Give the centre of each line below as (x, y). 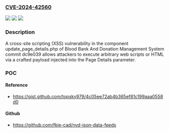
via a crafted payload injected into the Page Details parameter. (71, 59)
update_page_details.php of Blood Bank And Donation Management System (85, 49)
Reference (17, 85)
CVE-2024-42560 (29, 7)
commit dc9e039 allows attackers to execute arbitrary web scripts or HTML (85, 54)
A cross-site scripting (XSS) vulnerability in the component (67, 43)
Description (20, 32)
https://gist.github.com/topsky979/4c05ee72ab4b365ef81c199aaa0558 (88, 96)
